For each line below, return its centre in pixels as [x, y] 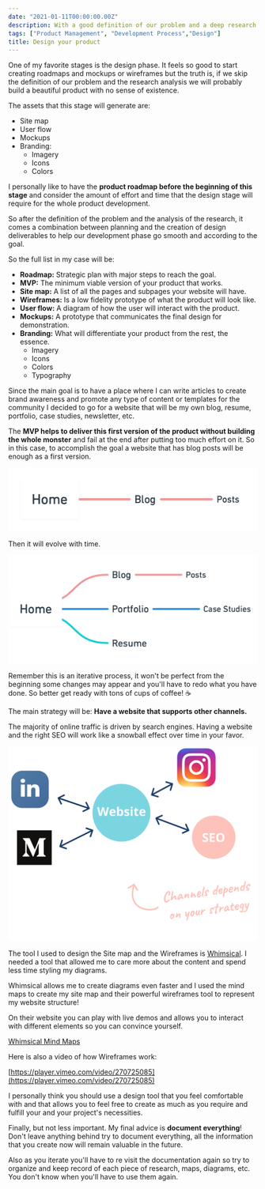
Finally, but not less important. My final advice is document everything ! [125, 1128]
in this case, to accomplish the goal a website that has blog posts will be [126, 448]
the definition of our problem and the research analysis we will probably [125, 82]
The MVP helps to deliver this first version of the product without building [132, 432]
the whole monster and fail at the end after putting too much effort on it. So [131, 440]
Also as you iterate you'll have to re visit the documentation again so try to [129, 1160]
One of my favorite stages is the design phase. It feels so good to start [123, 65]
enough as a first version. [50, 457]
